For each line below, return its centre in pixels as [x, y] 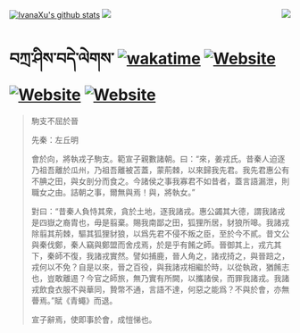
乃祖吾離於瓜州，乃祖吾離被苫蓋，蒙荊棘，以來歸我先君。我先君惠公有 [160, 170]
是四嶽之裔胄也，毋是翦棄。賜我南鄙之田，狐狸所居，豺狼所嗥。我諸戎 [160, 222]
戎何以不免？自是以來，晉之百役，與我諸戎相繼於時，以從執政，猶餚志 [160, 267]
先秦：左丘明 [54, 139]
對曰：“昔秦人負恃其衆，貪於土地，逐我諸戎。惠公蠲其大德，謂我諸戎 [158, 211]
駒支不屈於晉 [54, 121]
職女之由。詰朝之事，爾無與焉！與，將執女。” [113, 192]
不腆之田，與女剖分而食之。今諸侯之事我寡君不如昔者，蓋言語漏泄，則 [160, 181]
